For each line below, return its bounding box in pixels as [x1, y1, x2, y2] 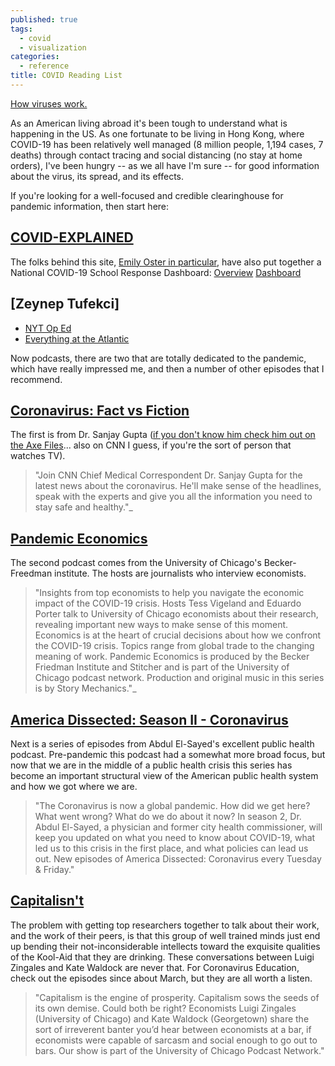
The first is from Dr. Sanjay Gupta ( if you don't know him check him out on [10, 429, 316, 441]
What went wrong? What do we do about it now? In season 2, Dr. [34, 810, 302, 822]
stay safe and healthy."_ [34, 501, 133, 513]
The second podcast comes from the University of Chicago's [10, 557, 262, 569]
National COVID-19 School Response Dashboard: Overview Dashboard [10, 266, 302, 278]
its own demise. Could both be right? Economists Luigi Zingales [34, 1002, 297, 1014]
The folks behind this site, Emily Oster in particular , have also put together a [10, 256, 322, 268]
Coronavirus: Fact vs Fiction [10, 402, 190, 419]
